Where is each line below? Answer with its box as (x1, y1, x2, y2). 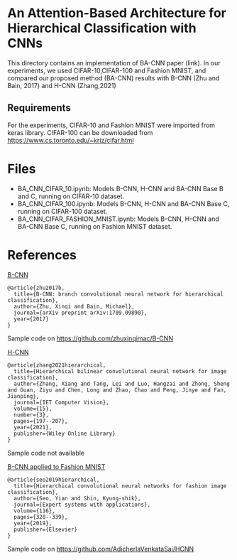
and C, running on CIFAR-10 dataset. (17, 192, 125, 200)
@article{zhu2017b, (7, 284, 65, 291)
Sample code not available (7, 448, 85, 457)
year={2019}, (13, 519, 53, 527)
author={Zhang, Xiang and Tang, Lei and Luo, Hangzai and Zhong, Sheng (13, 380, 231, 387)
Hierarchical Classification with (7, 20, 197, 36)
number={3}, (13, 411, 50, 419)
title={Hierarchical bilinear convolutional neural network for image (13, 367, 227, 375)
